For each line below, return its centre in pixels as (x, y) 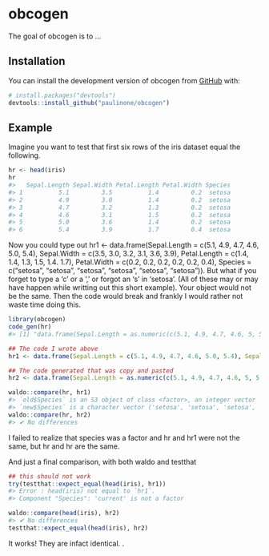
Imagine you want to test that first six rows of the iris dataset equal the (124, 147)
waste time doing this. (45, 304)
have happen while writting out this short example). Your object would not (130, 288)
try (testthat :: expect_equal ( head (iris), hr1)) (87, 484)
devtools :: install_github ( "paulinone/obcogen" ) (89, 103)
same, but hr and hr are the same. (64, 446)
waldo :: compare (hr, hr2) (50, 415)
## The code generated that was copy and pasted (91, 371)
